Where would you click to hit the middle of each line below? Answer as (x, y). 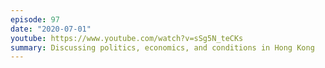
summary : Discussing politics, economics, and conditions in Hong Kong (162, 47)
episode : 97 (35, 19)
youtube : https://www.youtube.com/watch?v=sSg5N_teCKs (127, 38)
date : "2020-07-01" (51, 29)
